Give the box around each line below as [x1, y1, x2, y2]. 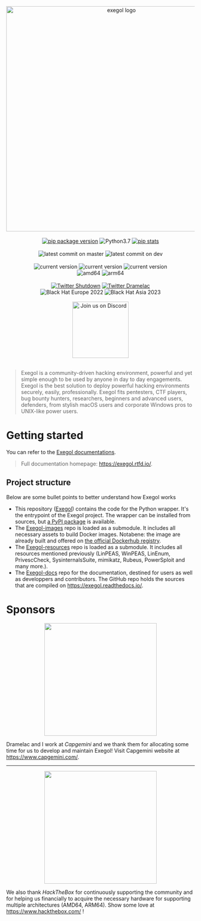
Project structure [6, 478, 71, 488]
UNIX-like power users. [20, 408, 79, 415]
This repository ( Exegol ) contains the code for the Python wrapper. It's [14, 505, 189, 512]
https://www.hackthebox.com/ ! [6, 907, 84, 915]
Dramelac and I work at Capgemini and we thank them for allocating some [6, 740, 189, 747]
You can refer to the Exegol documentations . [6, 448, 117, 455]
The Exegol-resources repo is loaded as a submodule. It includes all [14, 543, 182, 550]
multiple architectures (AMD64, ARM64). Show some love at [6, 901, 155, 908]
